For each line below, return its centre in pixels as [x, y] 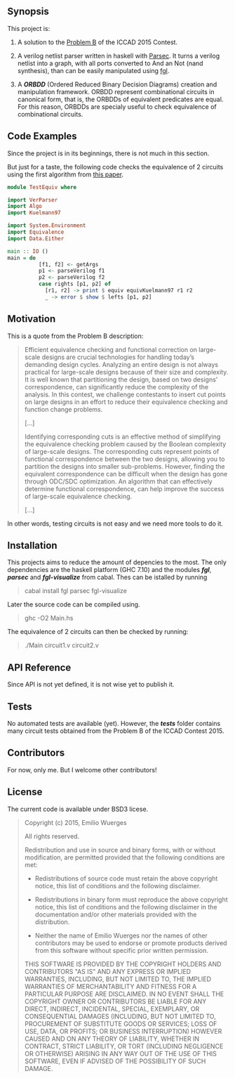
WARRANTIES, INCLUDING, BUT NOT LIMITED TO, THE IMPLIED [118, 979]
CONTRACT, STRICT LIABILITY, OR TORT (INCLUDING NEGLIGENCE [124, 1046]
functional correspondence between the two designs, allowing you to [125, 459]
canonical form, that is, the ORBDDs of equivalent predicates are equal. [120, 99]
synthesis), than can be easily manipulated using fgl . [93, 70]
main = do [22, 258]
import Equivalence [36, 232]
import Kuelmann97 [34, 213]
